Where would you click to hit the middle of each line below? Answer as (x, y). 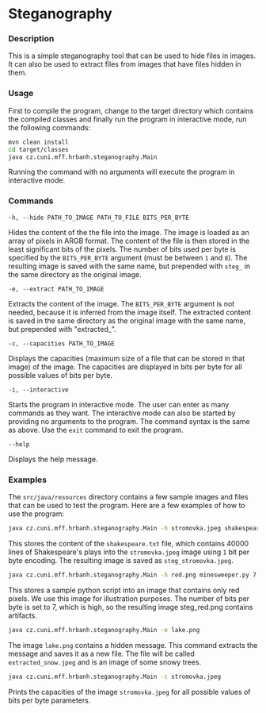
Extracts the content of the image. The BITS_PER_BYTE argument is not (122, 303)
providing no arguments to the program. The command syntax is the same (129, 421)
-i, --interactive (38, 390)
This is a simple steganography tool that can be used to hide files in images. (132, 56)
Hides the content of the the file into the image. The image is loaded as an (129, 232)
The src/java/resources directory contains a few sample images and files (128, 497)
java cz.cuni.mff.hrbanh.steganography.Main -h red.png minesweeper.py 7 (133, 575)
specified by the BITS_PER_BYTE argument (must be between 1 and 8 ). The (128, 257)
